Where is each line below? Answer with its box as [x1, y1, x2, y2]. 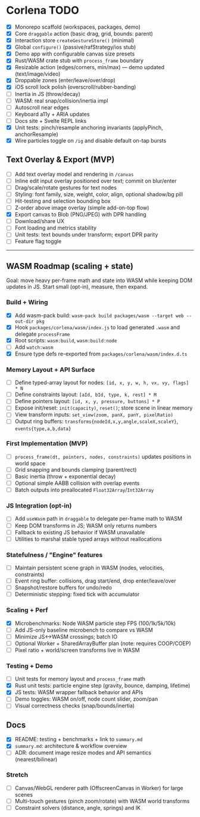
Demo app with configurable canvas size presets [14, 50, 135, 57]
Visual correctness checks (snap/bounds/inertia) [14, 702, 135, 710]
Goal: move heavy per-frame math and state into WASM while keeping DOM [6, 277, 192, 284]
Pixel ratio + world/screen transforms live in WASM [14, 646, 140, 654]
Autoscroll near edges [14, 104, 70, 111]
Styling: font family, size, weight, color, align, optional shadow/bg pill [14, 190, 183, 197]
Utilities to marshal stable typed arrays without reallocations [14, 535, 162, 543]
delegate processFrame [14, 330, 70, 338]
